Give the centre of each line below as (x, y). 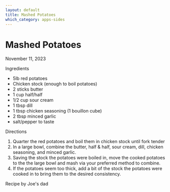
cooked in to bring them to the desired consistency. (67, 174)
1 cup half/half (28, 95)
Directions (16, 132)
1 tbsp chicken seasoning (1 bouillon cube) (57, 111)
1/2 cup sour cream (33, 100)
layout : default (22, 10)
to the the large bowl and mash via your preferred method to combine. (87, 163)
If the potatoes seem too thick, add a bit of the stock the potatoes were (87, 169)
